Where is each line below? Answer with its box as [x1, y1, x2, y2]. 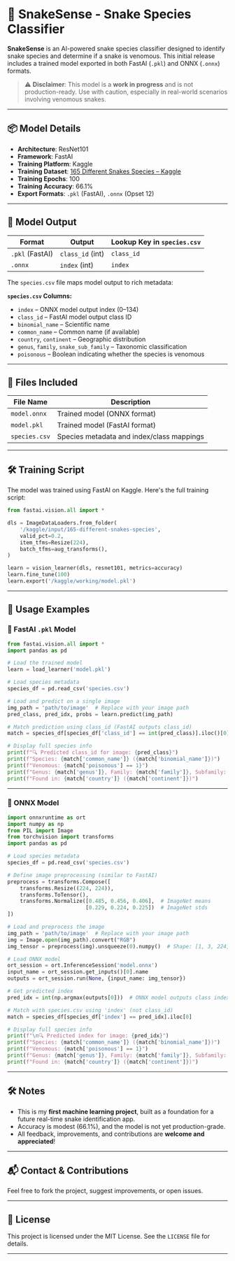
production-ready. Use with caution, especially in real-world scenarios [24, 87, 228, 96]
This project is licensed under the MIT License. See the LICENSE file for [7, 1232, 210, 1241]
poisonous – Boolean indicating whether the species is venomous [17, 350, 205, 358]
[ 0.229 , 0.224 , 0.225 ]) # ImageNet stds [85, 904, 208, 911]
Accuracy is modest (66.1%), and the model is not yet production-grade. [17, 1122, 226, 1130]
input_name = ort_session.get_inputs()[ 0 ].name [7, 969, 149, 976]
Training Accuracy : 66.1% [17, 182, 93, 190]
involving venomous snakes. [24, 94, 106, 104]
